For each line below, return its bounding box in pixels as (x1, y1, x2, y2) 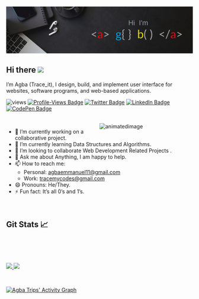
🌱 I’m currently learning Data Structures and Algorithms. (14, 140, 152, 147)
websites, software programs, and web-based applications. (6, 87, 152, 94)
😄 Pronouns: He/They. (14, 181, 71, 188)
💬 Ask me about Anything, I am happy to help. (14, 153, 127, 160)
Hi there (6, 65, 37, 75)
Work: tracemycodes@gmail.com (23, 175, 105, 182)
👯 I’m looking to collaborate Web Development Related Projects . (14, 147, 172, 154)
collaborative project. (14, 134, 67, 141)
